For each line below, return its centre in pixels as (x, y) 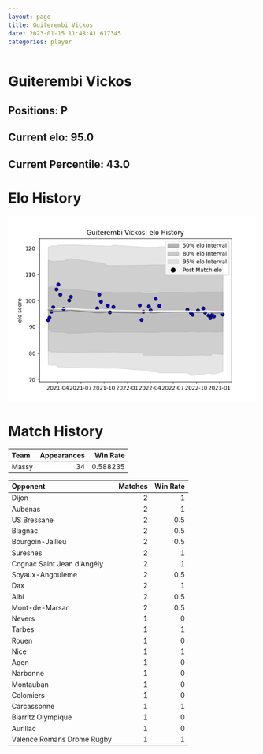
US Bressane (32, 520)
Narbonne (28, 674)
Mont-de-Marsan (41, 607)
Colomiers (28, 695)
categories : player (40, 42)
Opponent (28, 487)
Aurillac (24, 728)
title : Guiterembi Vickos (50, 25)
